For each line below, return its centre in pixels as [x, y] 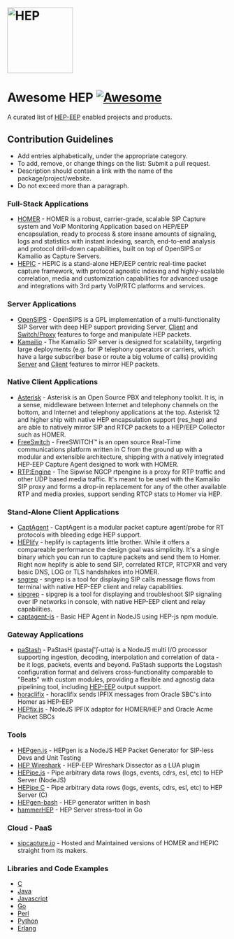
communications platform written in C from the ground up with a [110, 449]
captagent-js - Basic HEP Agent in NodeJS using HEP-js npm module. [118, 616]
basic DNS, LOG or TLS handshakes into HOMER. [88, 572]
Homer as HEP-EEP [45, 702]
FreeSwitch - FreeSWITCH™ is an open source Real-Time [99, 442]
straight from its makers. [52, 851]
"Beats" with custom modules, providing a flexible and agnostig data [116, 679]
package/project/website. [54, 178]
